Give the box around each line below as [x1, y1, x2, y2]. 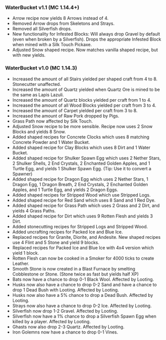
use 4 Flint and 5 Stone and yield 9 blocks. [12, 239, 100, 245]
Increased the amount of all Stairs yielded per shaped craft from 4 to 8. [12, 76, 158, 82]
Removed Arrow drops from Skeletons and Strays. [12, 20, 115, 26]
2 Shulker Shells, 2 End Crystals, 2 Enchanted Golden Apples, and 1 [12, 160, 150, 166]
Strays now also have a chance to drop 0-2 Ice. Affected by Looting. [12, 302, 152, 309]
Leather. [12, 260, 30, 267]
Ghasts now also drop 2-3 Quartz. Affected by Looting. [12, 324, 125, 330]
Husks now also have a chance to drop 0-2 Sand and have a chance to [12, 281, 157, 287]
